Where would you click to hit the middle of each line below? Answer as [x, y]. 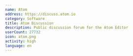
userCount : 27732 [23, 32]
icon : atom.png [21, 37]
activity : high [21, 41]
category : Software [25, 19]
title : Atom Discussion [29, 23]
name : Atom [16, 9]
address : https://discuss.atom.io [40, 14]
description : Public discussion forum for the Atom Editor [67, 28]
